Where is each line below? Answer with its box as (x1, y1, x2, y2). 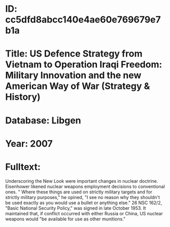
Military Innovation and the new (5, 70, 142, 81)
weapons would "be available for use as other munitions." (5, 216, 126, 222)
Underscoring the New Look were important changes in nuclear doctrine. (5, 178, 158, 184)
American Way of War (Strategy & (5, 80, 150, 92)
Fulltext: (5, 161, 41, 173)
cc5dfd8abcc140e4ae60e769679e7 (5, 14, 161, 25)
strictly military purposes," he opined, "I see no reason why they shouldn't (5, 194, 160, 200)
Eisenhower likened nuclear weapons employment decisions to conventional (5, 183, 165, 189)
